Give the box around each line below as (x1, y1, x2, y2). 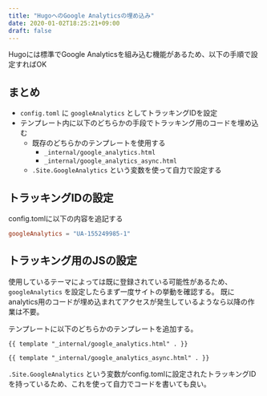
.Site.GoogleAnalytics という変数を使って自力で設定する (31, 165, 222, 175)
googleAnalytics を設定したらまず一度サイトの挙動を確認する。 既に (8, 286, 235, 297)
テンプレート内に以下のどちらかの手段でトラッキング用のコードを (19, 118, 238, 128)
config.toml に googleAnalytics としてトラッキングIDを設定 (19, 108, 218, 118)
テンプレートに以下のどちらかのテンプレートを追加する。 (8, 324, 198, 333)
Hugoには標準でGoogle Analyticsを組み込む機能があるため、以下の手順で (8, 50, 251, 59)
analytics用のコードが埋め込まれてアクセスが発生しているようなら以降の (8, 297, 249, 306)
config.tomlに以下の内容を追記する (8, 214, 123, 223)
